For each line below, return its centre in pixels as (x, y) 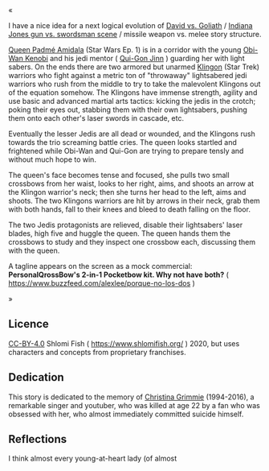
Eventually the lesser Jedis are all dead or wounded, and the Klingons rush (132, 134)
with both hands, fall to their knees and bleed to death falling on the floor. (130, 209)
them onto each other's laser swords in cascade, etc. (96, 118)
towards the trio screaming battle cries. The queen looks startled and (122, 142)
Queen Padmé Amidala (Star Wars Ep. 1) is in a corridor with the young (125, 50)
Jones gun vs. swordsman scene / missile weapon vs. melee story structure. (135, 34)
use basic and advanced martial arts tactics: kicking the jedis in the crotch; (132, 101)
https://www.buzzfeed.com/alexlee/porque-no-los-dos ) (102, 283)
